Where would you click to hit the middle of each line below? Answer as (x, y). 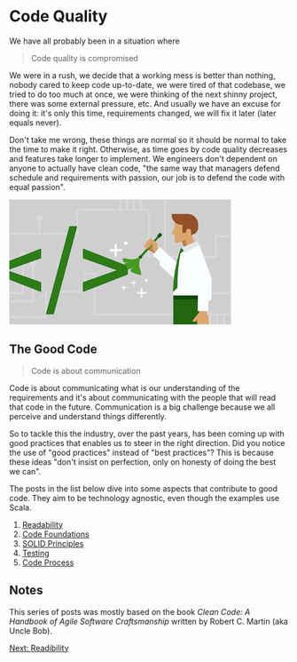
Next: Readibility (39, 648)
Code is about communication (86, 371)
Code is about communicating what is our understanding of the (125, 387)
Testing (36, 553)
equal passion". (38, 187)
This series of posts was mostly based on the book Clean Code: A (130, 611)
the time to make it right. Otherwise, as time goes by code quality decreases (148, 149)
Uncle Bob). (31, 630)
